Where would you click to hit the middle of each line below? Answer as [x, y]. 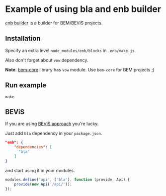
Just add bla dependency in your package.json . [54, 133]
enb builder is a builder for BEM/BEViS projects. [54, 23]
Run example [26, 85]
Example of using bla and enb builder [83, 9]
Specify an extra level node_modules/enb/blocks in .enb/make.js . [71, 50]
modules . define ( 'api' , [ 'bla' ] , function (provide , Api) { [68, 180]
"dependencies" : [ [33, 147]
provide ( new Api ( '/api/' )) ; [43, 184]
